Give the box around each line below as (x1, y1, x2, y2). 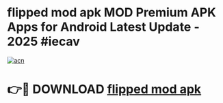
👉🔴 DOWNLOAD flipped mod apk (7, 82, 202, 97)
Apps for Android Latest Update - (7, 19, 200, 35)
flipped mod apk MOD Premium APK (7, 5, 217, 20)
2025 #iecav (7, 34, 80, 49)
